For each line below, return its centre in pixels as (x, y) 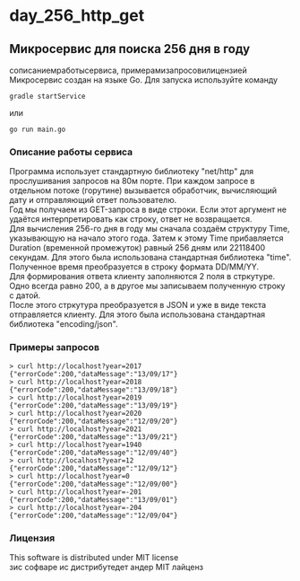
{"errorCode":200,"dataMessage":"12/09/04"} (94, 515)
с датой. (25, 295)
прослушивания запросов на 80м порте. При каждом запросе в (132, 181)
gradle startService (48, 96)
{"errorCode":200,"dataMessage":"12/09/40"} (94, 453)
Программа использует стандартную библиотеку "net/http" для (132, 172)
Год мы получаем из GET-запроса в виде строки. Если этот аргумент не (148, 210)
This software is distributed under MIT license (94, 557)
